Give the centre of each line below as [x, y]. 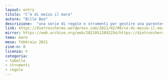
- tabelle [15, 61]
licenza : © [16, 51]
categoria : [16, 56]
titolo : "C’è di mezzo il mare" [39, 14]
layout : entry [20, 10]
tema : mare [16, 38]
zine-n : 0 [15, 47]
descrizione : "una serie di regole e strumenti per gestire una [74, 24]
